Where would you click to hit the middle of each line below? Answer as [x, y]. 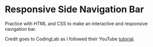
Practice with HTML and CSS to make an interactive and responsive [76, 24]
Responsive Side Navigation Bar [74, 9]
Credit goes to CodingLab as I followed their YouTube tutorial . [70, 39]
